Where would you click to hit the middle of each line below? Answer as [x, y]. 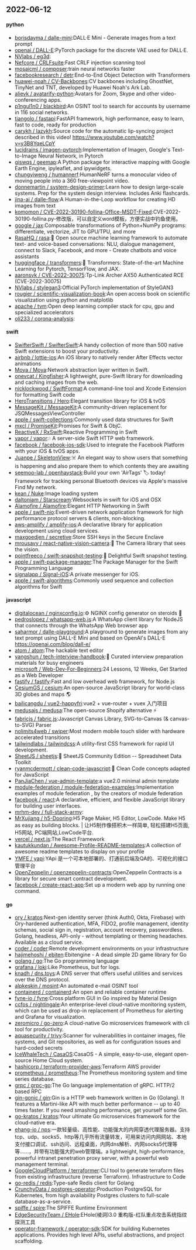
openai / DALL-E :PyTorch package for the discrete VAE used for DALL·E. [101, 50]
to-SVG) [24, 725]
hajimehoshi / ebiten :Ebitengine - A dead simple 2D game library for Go [101, 955]
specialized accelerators [44, 312]
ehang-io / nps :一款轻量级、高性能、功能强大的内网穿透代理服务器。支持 [102, 1129]
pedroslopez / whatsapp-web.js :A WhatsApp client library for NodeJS [99, 619]
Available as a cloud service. [49, 942]
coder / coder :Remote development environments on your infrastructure [102, 949]
